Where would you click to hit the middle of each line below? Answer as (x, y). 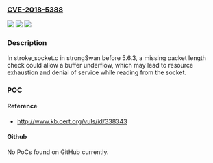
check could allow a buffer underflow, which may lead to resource (100, 65)
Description (27, 43)
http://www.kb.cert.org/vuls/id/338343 (72, 121)
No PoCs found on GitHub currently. (58, 152)
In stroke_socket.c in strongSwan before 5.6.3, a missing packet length (107, 58)
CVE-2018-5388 (35, 10)
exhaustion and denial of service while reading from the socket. (97, 72)
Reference (22, 106)
